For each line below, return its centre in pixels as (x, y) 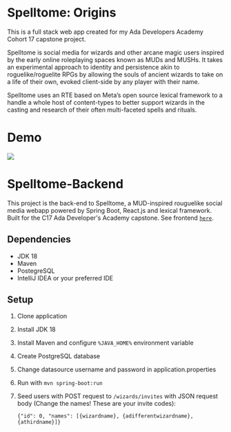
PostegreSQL (36, 271)
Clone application (42, 316)
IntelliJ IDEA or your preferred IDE (65, 278)
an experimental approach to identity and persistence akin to (93, 67)
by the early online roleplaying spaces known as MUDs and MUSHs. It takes (115, 59)
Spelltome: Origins (62, 13)
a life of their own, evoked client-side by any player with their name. (103, 81)
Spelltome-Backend (66, 184)
